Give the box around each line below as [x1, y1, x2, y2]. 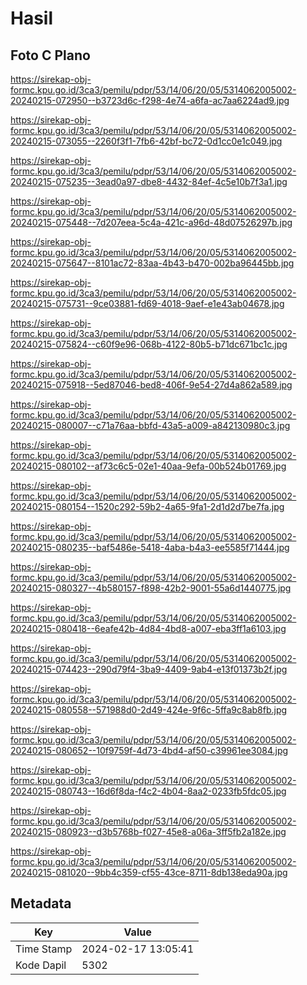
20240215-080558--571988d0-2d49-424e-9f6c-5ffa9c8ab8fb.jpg [10, 704, 288, 716]
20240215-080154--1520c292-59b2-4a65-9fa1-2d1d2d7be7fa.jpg [10, 501, 285, 512]
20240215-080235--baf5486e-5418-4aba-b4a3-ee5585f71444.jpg [10, 542, 290, 553]
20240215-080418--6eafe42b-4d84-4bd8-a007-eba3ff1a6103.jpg [10, 623, 287, 634]
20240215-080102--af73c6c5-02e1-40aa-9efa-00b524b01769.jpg [10, 460, 287, 472]
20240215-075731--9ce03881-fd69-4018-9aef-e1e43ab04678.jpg [10, 298, 285, 309]
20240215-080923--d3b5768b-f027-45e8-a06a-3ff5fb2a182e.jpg [10, 826, 287, 837]
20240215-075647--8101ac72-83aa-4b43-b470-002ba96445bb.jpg [10, 257, 295, 269]
